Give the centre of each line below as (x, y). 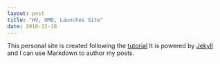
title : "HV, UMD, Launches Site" (55, 20)
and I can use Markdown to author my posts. (71, 53)
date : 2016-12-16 (32, 26)
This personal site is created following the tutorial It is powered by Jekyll (110, 46)
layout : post (26, 13)
